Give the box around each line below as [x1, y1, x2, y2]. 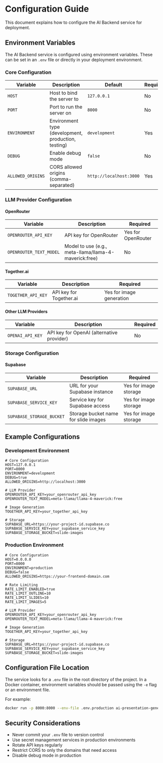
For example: [5, 696, 32, 702]
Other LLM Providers [5, 308, 48, 314]
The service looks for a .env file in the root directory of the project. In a [5, 676, 147, 682]
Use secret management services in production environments [12, 737, 136, 743]
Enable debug [49, 149, 81, 156]
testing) [49, 142, 67, 149]
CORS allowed [49, 164, 82, 170]
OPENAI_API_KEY [7, 332, 43, 338]
